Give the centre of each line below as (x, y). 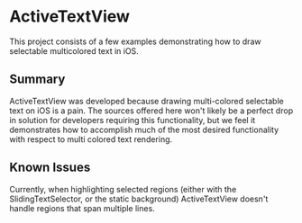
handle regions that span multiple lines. (82, 208)
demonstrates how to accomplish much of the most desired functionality (144, 129)
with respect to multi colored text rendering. (91, 139)
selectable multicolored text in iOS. (74, 50)
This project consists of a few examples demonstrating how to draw (135, 41)
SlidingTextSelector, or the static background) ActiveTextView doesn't (139, 199)
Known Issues (50, 168)
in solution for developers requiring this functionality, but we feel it (133, 120)
